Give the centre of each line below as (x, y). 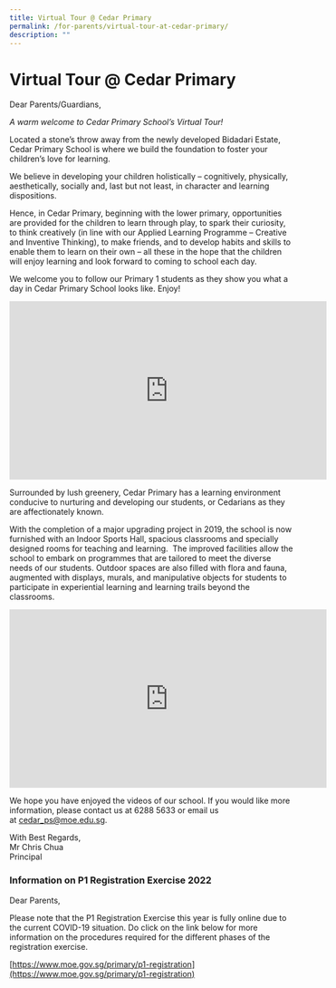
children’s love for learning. (60, 159)
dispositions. (33, 196)
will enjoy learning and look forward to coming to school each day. (133, 262)
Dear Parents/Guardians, (55, 104)
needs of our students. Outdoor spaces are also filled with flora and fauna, (148, 568)
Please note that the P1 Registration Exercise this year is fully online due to (148, 917)
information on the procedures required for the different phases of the (140, 937)
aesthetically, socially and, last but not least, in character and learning (139, 186)
